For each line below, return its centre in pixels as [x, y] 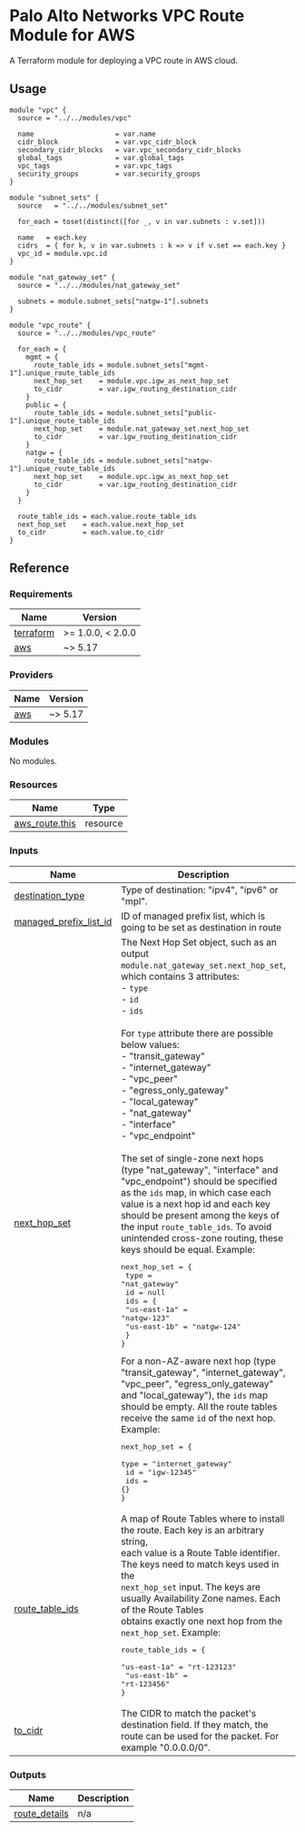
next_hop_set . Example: [171, 1633]
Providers [31, 675]
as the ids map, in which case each [197, 1192]
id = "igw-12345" [161, 1472]
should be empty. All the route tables [199, 1406]
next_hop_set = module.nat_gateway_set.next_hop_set [141, 429]
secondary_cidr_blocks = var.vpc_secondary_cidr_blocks [130, 150]
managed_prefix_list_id [63, 921]
